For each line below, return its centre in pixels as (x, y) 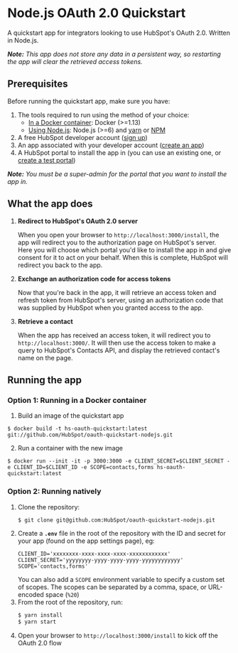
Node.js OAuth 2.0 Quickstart (97, 13)
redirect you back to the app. (60, 265)
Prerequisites (38, 84)
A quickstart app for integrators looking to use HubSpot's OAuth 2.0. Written (119, 33)
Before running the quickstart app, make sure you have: (89, 101)
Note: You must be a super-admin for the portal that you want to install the (117, 174)
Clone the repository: (49, 507)
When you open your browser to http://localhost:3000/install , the (118, 234)
